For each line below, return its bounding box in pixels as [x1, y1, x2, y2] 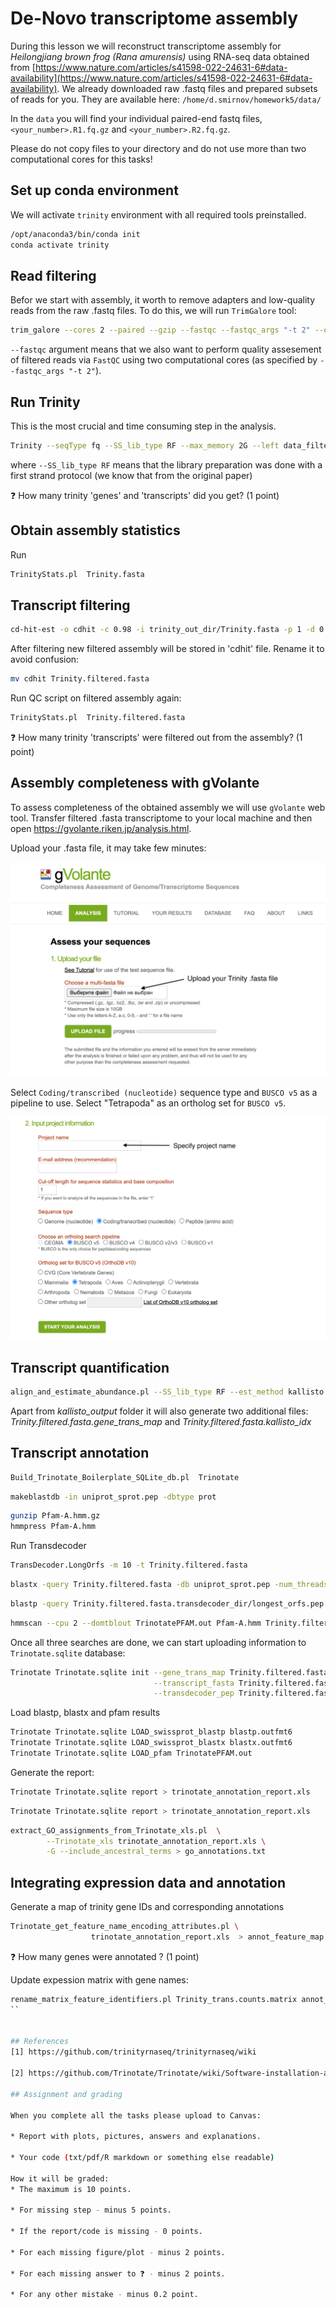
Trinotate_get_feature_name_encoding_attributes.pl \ [10, 1922, 240, 1932]
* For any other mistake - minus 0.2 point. [10, 2290, 199, 2300]
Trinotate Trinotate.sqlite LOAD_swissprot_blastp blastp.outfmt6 [10, 1727, 293, 1737]
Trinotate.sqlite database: [10, 1647, 126, 1659]
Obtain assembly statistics [10, 522, 181, 539]
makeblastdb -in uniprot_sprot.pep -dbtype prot [10, 1492, 217, 1502]
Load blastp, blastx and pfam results [10, 1707, 161, 1719]
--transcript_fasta [153, 1678, 235, 1688]
